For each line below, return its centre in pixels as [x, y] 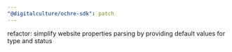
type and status [30, 41]
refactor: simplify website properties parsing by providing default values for [116, 33]
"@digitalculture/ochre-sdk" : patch [61, 14]
